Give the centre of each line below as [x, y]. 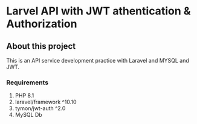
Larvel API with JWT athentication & [99, 11]
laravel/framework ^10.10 [46, 102]
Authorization [42, 24]
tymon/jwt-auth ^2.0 [40, 108]
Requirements [27, 82]
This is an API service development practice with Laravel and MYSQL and [98, 60]
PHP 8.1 [24, 96]
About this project [41, 46]
